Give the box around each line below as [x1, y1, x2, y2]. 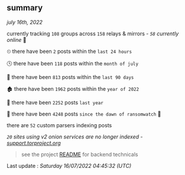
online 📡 [7, 36, 27, 43]
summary [7, 3, 43, 13]
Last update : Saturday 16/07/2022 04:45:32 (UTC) [7, 162, 132, 169]
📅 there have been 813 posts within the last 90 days [7, 73, 134, 80]
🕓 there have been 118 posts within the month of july [7, 60, 138, 67]
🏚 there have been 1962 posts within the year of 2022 [7, 85, 139, 92]
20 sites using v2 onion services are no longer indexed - [7, 133, 143, 140]
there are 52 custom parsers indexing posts [7, 121, 112, 128]
